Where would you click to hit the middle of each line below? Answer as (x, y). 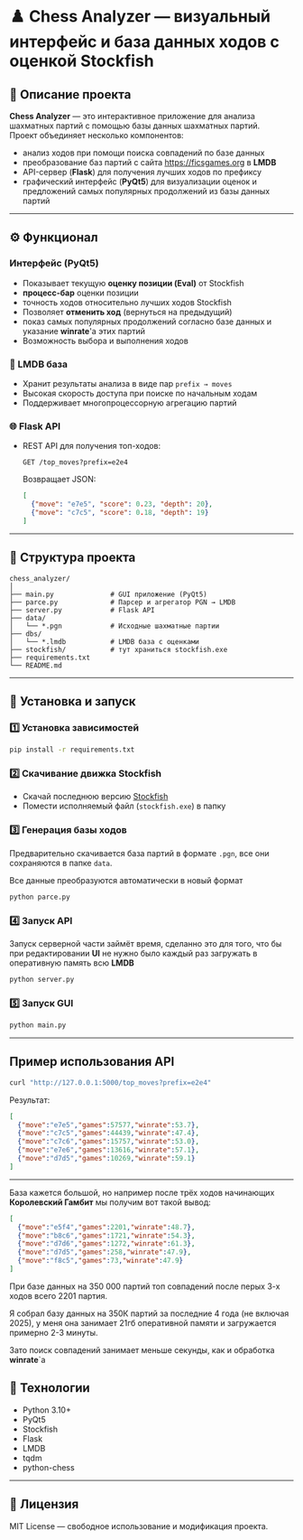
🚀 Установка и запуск (73, 701)
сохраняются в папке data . (61, 863)
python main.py (38, 1025)
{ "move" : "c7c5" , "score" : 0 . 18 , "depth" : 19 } (120, 513)
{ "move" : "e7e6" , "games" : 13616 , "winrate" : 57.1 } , (109, 1150)
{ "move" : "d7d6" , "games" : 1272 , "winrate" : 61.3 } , (106, 1244)
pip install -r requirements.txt (72, 750)
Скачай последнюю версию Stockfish (95, 797)
